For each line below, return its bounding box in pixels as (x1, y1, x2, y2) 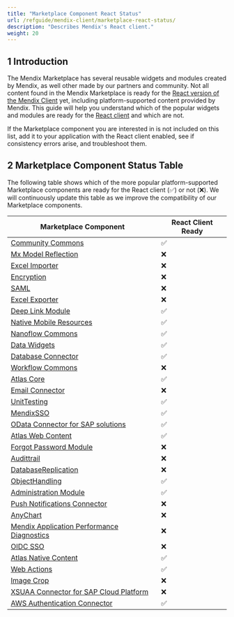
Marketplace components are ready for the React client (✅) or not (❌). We (7, 186, 219, 194)
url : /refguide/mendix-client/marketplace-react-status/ (7, 17, 176, 24)
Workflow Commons (10, 362, 78, 372)
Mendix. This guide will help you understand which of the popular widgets (7, 104, 220, 112)
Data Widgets (10, 340, 56, 350)
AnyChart (10, 510, 42, 520)
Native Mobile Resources (10, 317, 93, 327)
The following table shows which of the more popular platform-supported (7, 178, 218, 186)
